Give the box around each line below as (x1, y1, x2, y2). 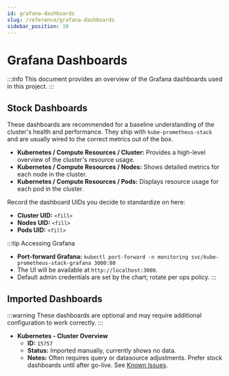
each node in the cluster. (16, 170, 88, 178)
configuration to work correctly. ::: (7, 318, 104, 327)
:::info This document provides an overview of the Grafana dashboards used (7, 75, 223, 83)
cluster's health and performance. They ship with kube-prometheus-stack (7, 128, 213, 136)
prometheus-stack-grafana (16, 260, 91, 267)
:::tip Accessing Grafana (7, 239, 75, 248)
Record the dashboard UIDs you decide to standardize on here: (7, 198, 186, 207)
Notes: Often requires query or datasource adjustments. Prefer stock (27, 353, 223, 362)
